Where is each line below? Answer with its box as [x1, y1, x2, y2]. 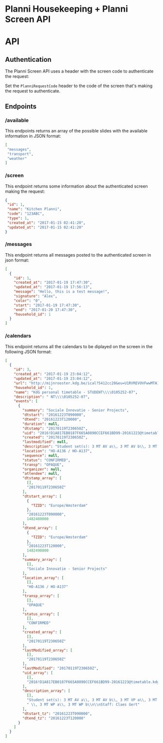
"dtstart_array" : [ [22, 494, 62, 499]
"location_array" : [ [22, 576, 64, 580]
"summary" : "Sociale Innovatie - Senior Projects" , [22, 408, 130, 413]
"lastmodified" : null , [22, 440, 68, 445]
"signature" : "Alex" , [14, 294, 57, 299]
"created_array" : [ [22, 630, 62, 635]
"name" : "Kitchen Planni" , [7, 207, 62, 212]
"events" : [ [14, 399, 38, 404]
